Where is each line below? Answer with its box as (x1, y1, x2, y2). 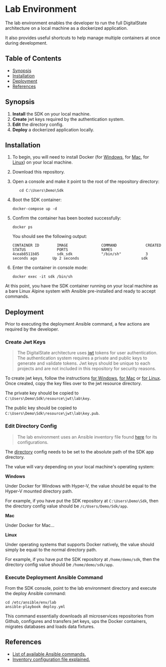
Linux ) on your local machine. (12, 160, 73, 166)
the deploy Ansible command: (5, 591, 66, 597)
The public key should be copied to (5, 405, 77, 411)
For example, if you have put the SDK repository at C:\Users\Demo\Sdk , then (5, 498, 159, 503)
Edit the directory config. (12, 121, 64, 127)
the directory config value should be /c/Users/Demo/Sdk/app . (5, 503, 128, 509)
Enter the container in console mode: (12, 265, 88, 271)
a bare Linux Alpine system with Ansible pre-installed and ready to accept (5, 288, 156, 294)
